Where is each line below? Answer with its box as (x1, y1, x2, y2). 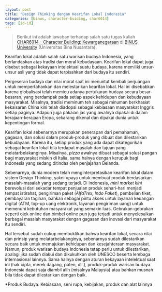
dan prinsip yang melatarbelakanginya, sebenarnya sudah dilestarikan (5, 236, 145, 242)
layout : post (5, 7, 31, 12)
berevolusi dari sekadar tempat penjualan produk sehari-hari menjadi (5, 185, 143, 191)
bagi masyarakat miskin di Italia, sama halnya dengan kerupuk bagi (5, 155, 139, 161)
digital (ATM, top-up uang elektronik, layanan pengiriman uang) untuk (5, 201, 144, 206)
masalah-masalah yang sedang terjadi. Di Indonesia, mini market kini (5, 180, 142, 186)
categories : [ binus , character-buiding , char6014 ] (5, 16, 109, 21)
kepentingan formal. (5, 120, 45, 126)
